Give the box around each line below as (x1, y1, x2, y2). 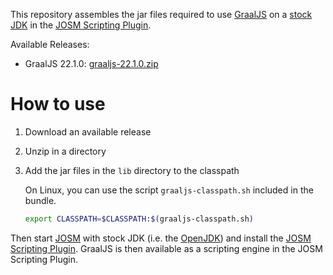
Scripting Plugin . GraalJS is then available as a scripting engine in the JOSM (10, 242, 323, 254)
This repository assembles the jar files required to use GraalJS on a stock (10, 9, 313, 20)
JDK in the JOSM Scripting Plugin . (10, 19, 152, 31)
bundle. (24, 194, 57, 206)
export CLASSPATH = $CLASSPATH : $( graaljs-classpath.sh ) (24, 214, 254, 224)
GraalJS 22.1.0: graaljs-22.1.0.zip (24, 58, 159, 69)
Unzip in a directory (24, 145, 107, 157)
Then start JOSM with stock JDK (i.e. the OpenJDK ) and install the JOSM (10, 232, 312, 244)
